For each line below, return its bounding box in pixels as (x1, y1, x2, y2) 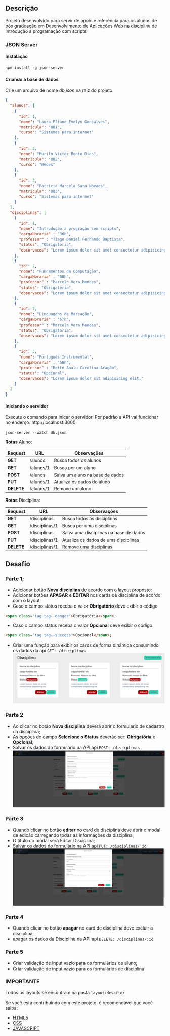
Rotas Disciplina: (5, 497, 40, 503)
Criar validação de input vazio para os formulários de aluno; (12, 960, 138, 966)
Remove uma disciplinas (62, 544, 113, 550)
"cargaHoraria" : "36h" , (18, 232, 71, 237)
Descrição (5, 4, 38, 13)
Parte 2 (5, 711, 24, 719)
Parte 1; (5, 575, 24, 582)
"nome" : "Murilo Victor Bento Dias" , (18, 151, 99, 156)
